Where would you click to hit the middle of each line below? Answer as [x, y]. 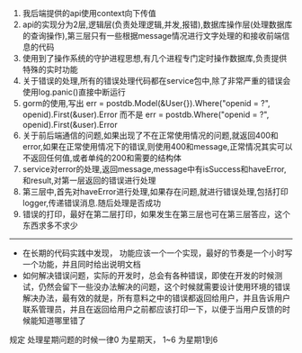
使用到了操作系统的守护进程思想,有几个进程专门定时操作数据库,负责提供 [155, 58]
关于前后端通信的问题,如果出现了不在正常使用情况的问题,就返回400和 [150, 135]
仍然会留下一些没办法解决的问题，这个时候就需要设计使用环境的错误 [164, 287]
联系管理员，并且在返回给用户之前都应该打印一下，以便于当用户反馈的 [152, 309]
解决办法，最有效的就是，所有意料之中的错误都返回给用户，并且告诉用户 [156, 298]
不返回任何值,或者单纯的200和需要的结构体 [102, 158]
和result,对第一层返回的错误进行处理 [89, 180]
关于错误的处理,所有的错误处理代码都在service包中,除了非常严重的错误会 [156, 81]
